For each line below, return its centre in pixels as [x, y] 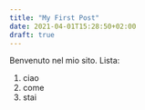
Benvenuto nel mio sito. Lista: [65, 61]
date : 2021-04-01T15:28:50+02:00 [73, 26]
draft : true [32, 35]
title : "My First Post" [55, 18]
